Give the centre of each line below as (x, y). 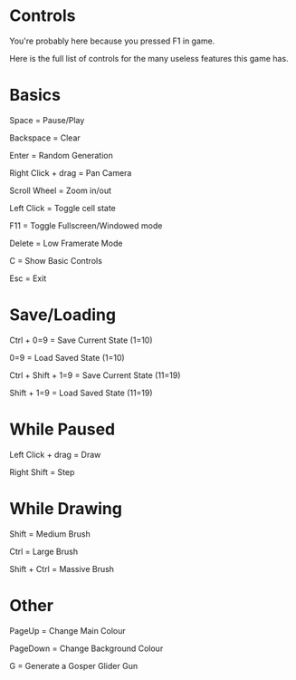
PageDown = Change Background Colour (86, 648)
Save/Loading (62, 315)
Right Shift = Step (42, 471)
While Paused (62, 429)
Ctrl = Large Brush (44, 551)
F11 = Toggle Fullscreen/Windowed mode (86, 225)
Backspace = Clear (45, 138)
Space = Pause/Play (47, 120)
